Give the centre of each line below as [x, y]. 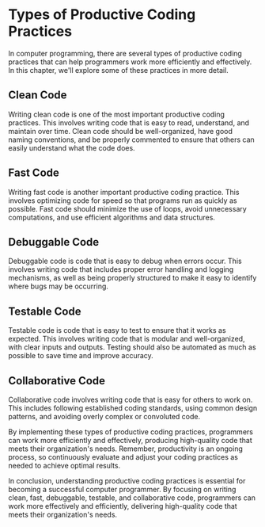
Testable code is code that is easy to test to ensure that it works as [117, 330]
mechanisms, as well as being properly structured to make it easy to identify [132, 278]
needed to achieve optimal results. [64, 466]
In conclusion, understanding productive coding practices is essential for [127, 481]
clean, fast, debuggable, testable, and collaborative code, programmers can [132, 498]
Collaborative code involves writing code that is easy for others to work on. [131, 399]
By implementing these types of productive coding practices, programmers [131, 432]
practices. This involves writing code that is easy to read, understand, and [129, 122]
